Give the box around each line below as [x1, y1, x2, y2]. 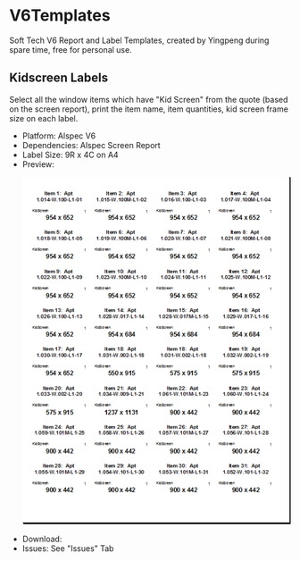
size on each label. [9, 113, 79, 123]
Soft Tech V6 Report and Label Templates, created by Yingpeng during [9, 35, 270, 46]
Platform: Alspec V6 [21, 130, 96, 141]
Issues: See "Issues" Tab [21, 542, 114, 554]
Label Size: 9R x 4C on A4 [21, 149, 119, 160]
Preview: [21, 158, 55, 170]
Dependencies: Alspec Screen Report [21, 139, 161, 150]
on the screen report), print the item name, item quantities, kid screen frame [9, 104, 288, 114]
